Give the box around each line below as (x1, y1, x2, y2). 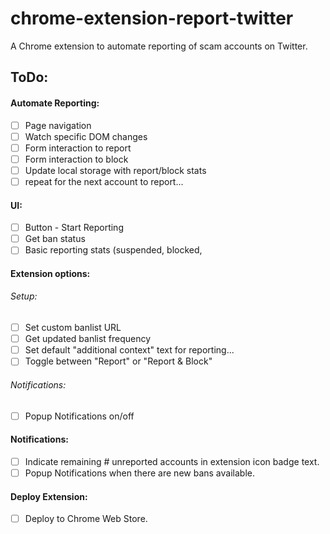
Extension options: (10, 267, 91, 279)
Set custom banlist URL (24, 322, 122, 334)
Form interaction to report (24, 142, 132, 154)
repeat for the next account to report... (24, 175, 184, 187)
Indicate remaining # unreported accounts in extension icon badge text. (24, 455, 320, 467)
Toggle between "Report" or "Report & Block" (24, 355, 213, 367)
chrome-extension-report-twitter (10, 7, 294, 30)
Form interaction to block (24, 153, 129, 165)
